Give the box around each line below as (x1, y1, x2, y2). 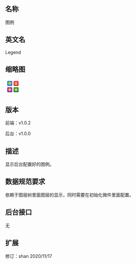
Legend (5, 49, 21, 55)
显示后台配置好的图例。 (5, 161, 54, 167)
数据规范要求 (5, 178, 46, 186)
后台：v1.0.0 (5, 130, 31, 137)
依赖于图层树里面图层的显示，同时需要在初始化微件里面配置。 (5, 192, 134, 198)
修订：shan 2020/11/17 (5, 253, 52, 259)
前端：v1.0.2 (5, 120, 31, 126)
